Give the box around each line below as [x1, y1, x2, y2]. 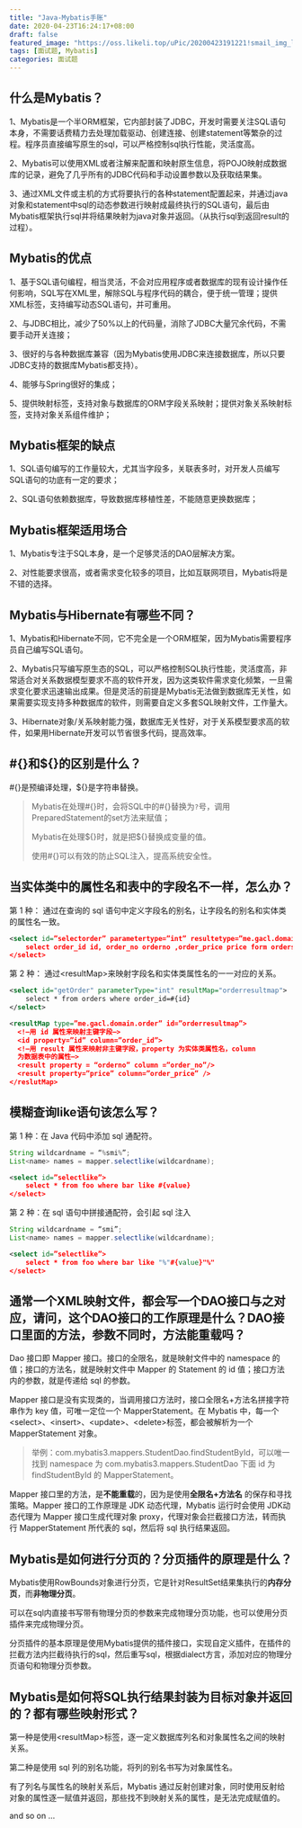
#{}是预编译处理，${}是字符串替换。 [9, 782, 144, 793]
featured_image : [9, 38, 70, 48]
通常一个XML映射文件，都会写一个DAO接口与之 [9, 1293, 274, 1309]
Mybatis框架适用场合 [9, 523, 128, 538]
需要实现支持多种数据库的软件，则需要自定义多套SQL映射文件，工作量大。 [16, 697, 293, 708]
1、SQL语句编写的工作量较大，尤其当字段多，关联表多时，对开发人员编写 [9, 463, 280, 474]
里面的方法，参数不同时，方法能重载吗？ [21, 1327, 245, 1342]
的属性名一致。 [9, 916, 65, 927]
